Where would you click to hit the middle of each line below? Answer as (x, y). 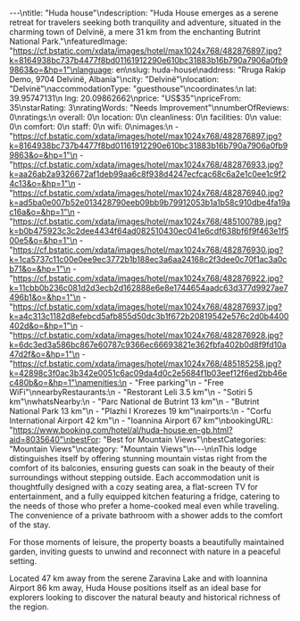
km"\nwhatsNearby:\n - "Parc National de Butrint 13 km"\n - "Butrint (134, 402)
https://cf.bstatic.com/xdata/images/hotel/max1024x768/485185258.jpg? (147, 364)
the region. (29, 607)
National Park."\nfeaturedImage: (68, 41)
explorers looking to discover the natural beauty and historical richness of (145, 597)
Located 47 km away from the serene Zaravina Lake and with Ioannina (138, 578)
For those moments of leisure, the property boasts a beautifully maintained (147, 542)
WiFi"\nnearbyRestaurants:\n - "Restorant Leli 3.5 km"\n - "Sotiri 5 (131, 392)
